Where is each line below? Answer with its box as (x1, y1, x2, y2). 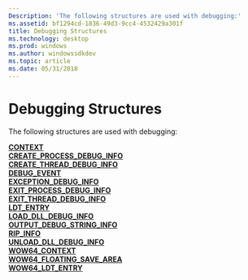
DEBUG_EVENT (8, 168, 62, 178)
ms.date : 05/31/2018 (8, 65, 79, 73)
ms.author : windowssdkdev (8, 50, 96, 58)
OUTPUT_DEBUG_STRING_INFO (8, 220, 118, 230)
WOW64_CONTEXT (8, 245, 76, 256)
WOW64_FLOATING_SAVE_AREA (8, 254, 123, 264)
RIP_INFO (8, 228, 41, 238)
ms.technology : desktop (8, 34, 89, 43)
